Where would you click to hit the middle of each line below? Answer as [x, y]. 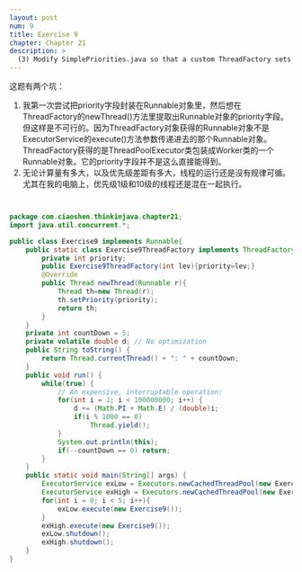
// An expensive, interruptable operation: [140, 392]
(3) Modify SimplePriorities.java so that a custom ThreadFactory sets [155, 59]
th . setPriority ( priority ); [108, 299]
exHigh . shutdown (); [78, 542]
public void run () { [64, 375]
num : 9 [22, 26]
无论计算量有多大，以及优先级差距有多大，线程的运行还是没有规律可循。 [156, 173]
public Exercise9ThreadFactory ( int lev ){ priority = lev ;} [148, 266]
